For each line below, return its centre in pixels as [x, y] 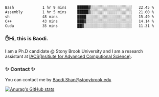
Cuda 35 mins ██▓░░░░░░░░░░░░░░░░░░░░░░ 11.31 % [79, 26]
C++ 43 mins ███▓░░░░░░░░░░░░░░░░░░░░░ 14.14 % [79, 21]
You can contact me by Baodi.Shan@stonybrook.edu [58, 79]
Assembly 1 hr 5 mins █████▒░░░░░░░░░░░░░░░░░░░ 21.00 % [79, 12]
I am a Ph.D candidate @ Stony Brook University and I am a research [74, 51]
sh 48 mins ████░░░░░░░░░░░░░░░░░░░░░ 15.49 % [79, 17]
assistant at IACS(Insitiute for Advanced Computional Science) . [68, 56]
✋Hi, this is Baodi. [27, 39]
